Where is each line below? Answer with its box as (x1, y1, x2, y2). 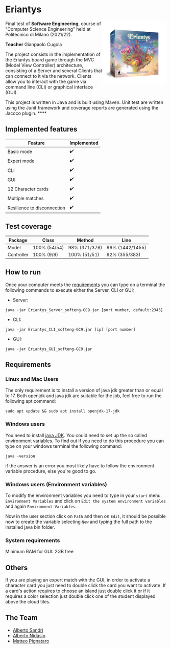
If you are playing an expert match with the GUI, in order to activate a (5, 577, 151, 583)
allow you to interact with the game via (5, 78, 87, 84)
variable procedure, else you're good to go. (5, 468, 96, 474)
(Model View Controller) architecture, (5, 62, 83, 68)
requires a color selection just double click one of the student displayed (5, 593, 156, 599)
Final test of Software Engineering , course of (5, 20, 101, 27)
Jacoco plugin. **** (5, 110, 47, 116)
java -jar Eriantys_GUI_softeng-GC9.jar (5, 347, 93, 352)
